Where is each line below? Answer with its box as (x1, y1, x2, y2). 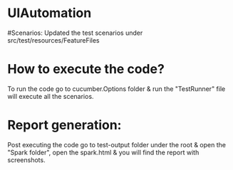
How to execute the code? (7, 61, 165, 78)
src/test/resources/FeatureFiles (7, 36, 100, 44)
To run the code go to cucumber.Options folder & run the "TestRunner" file (7, 84, 226, 93)
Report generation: (7, 117, 122, 133)
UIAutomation (7, 5, 92, 21)
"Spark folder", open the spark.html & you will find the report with (7, 148, 200, 156)
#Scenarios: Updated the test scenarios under (7, 28, 143, 37)
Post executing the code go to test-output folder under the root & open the (7, 140, 227, 149)
